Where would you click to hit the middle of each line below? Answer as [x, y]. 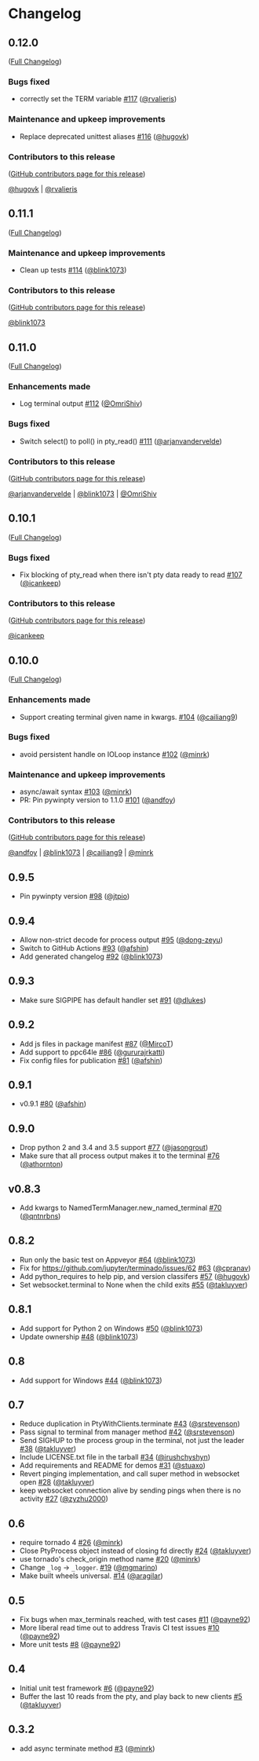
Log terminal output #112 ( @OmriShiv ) [81, 404]
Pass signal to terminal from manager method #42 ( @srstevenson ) [127, 1432]
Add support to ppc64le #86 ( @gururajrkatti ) [92, 1052]
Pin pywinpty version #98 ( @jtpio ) [75, 897]
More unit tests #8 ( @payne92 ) [70, 1644]
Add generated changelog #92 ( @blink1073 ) [91, 957]
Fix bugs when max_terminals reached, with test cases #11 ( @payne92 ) [135, 1619]
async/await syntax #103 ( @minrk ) [75, 792]
